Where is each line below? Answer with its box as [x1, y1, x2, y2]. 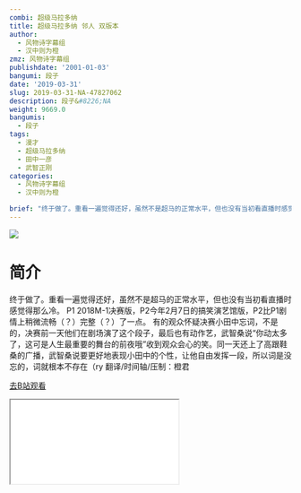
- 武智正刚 [17, 163, 53, 172]
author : [9, 30, 39, 39]
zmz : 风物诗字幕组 [9, 55, 70, 64]
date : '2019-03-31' [9, 80, 82, 89]
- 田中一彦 [17, 154, 53, 164]
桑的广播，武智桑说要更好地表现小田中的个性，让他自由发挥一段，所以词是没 [9, 350, 292, 360]
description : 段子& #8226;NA [9, 96, 112, 106]
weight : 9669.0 [9, 105, 66, 114]
